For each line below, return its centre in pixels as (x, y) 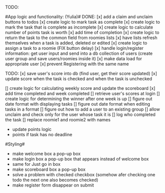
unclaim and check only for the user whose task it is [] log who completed (80, 115)
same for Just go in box (36, 164)
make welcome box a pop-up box (46, 154)
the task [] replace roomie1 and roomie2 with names (58, 120)
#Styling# (15, 144)
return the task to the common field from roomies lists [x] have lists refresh (81, 38)
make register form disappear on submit (53, 185)
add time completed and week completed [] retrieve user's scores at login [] (82, 94)
